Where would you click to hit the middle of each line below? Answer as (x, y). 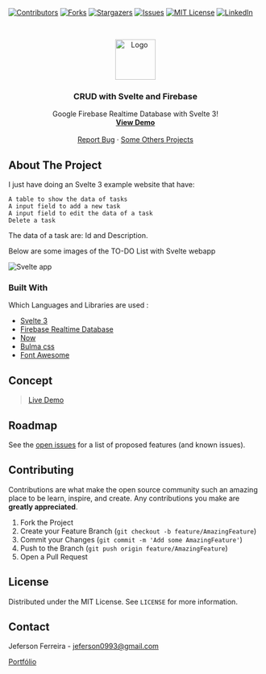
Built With (28, 288)
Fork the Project (47, 522)
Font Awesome (45, 355)
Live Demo (46, 400)
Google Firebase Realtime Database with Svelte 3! (135, 114)
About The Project (55, 165)
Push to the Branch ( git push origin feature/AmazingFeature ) (124, 548)
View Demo (135, 123)
